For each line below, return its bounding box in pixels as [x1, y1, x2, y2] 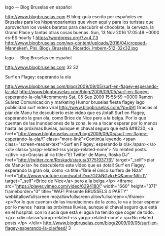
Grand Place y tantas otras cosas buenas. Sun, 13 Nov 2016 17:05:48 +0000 [5, 30, 160, 35]
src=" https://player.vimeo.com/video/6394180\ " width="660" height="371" [5, 183, 158, 189]
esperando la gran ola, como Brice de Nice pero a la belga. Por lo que [5, 115, 146, 120]
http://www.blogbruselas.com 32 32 [5, 64, 79, 70]
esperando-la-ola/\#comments [5, 94, 68, 100]
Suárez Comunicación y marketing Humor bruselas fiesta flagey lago [5, 99, 145, 105]
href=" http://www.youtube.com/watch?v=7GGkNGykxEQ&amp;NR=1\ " [5, 173, 148, 178]
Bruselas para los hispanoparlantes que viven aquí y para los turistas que [5, 19, 154, 25]
